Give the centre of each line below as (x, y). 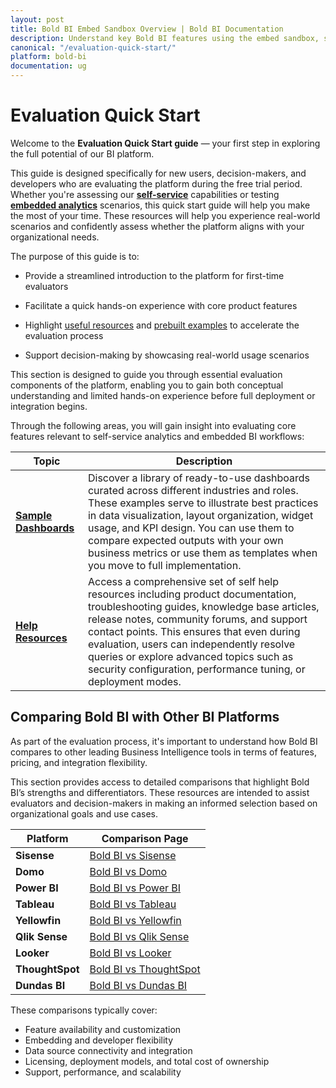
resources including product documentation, (192, 594)
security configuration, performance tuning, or (196, 669)
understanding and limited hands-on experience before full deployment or (163, 395)
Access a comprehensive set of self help (183, 581)
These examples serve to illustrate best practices (203, 503)
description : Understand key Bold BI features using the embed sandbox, (165, 38)
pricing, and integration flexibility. (79, 762)
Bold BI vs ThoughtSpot (145, 969)
